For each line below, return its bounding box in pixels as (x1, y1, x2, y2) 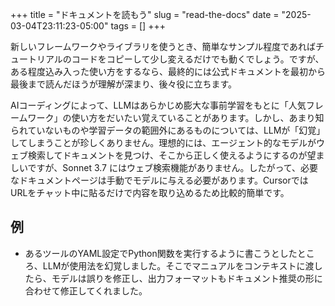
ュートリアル (10, 53, 63, 65)
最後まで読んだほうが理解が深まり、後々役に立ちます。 (10, 78, 238, 90)
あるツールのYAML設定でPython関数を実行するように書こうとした (24, 247, 298, 259)
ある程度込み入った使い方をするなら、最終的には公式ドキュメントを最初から (10, 66, 326, 77)
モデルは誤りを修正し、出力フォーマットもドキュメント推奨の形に (51, 272, 323, 284)
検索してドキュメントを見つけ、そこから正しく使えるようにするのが (27, 149, 308, 161)
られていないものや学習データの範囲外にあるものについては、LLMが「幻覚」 (10, 124, 326, 136)
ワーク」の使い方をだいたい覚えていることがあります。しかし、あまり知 (27, 112, 325, 123)
